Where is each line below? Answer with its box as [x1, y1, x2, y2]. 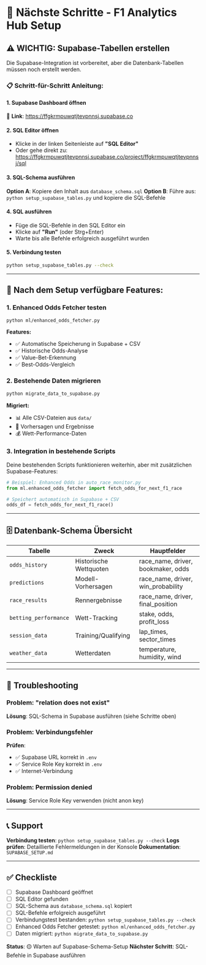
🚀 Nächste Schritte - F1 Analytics [6, 6, 177, 20]
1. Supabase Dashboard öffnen [6, 99, 87, 106]
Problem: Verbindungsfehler [6, 728, 93, 736]
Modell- [75, 574, 99, 583]
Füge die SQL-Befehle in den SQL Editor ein [15, 221, 126, 229]
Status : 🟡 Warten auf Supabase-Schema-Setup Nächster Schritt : [6, 942, 175, 950]
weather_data [9, 650, 48, 657]
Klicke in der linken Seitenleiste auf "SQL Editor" [15, 140, 139, 148]
